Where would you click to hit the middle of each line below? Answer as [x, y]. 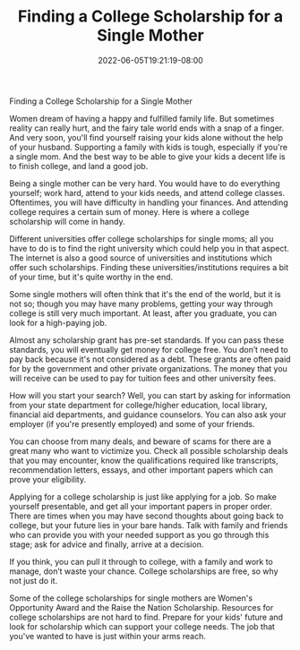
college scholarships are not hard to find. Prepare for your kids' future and [146, 617]
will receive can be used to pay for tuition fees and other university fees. [142, 378]
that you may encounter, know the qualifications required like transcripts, [144, 460]
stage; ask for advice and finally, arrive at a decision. [107, 544]
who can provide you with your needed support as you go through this [139, 535]
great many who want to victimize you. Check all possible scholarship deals [149, 450]
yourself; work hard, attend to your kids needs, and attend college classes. [147, 192]
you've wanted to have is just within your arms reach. [107, 636]
